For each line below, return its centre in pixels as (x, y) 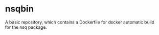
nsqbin (20, 9)
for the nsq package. (26, 27)
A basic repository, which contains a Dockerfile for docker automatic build (80, 22)
